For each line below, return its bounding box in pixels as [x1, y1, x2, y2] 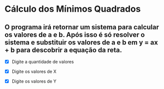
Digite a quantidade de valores [11, 59, 74, 65]
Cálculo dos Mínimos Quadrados [4, 3, 141, 15]
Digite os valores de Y [11, 78, 57, 84]
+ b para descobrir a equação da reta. [4, 45, 123, 54]
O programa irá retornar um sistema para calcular [4, 23, 160, 31]
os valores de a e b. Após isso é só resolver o [4, 30, 145, 39]
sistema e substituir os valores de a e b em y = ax [4, 38, 158, 46]
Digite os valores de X [11, 68, 57, 74]
